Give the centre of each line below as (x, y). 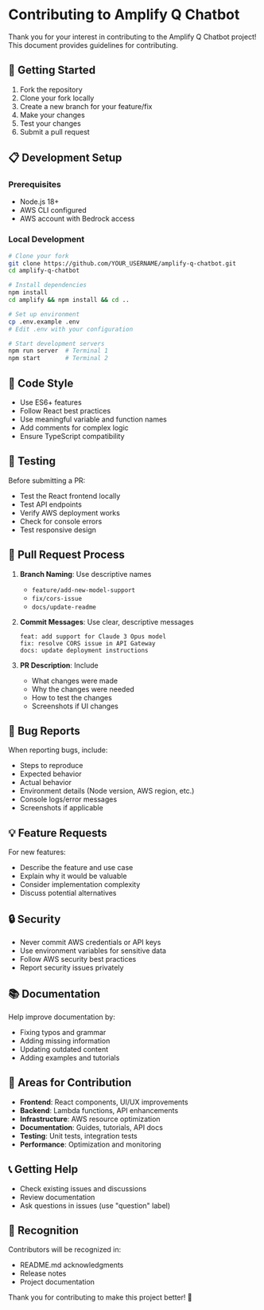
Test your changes (50, 123)
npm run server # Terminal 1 (58, 351)
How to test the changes (72, 697)
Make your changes (52, 115)
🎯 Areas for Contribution (70, 1083)
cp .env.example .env (44, 322)
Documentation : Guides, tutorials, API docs (91, 1127)
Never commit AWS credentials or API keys (90, 943)
